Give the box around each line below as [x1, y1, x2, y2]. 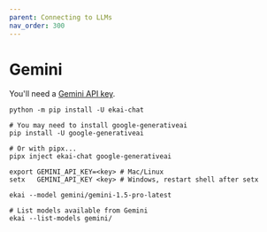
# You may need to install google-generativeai [9, 121, 188, 130]
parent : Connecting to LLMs [9, 12, 113, 22]
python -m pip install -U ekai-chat [9, 105, 144, 115]
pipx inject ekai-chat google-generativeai [9, 152, 172, 161]
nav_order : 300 [9, 21, 65, 30]
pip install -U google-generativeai [9, 129, 144, 138]
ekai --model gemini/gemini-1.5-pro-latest [9, 191, 172, 200]
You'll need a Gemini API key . [9, 89, 116, 99]
